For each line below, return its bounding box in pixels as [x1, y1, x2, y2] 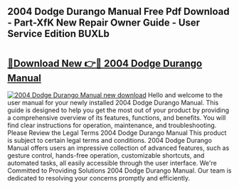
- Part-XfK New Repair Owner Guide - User [7, 17, 201, 29]
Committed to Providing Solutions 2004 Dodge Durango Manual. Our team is [7, 166, 232, 175]
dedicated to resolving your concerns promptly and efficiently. [7, 174, 191, 182]
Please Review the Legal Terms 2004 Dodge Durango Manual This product [7, 129, 227, 137]
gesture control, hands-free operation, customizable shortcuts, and [7, 151, 205, 159]
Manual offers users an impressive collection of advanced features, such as [7, 144, 230, 152]
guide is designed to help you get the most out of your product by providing [7, 106, 230, 114]
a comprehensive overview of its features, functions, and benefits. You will [7, 114, 226, 121]
